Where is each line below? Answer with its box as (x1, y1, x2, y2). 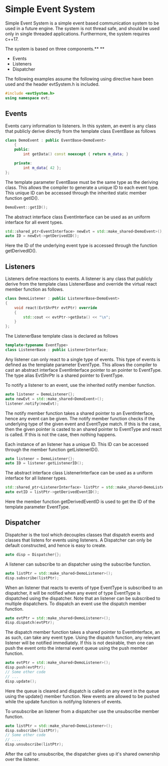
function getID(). (5, 195, 39, 201)
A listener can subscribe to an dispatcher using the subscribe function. (5, 561, 151, 567)
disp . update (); (5, 679, 37, 684)
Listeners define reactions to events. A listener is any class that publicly (5, 276, 152, 282)
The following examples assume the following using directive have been (5, 76, 153, 82)
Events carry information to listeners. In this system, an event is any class (5, 123, 156, 129)
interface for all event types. (5, 219, 63, 225)
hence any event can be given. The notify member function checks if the (5, 415, 155, 421)
